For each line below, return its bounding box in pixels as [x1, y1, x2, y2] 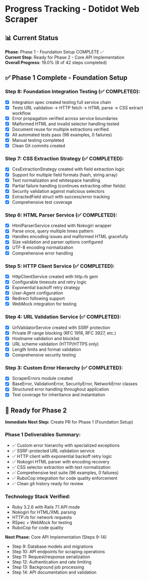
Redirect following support [12, 295, 65, 302]
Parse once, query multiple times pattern [12, 228, 93, 234]
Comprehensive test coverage [12, 199, 73, 205]
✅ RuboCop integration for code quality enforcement [12, 475, 118, 481]
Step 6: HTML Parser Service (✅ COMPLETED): [5, 211, 118, 218]
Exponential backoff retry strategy [12, 285, 80, 290]
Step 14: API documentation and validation [12, 569, 97, 575]
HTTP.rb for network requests [12, 514, 72, 520]
